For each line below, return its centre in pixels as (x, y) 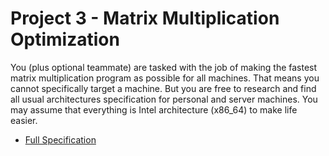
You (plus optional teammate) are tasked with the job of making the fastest (164, 67)
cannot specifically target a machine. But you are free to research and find (163, 88)
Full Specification (60, 139)
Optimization (65, 39)
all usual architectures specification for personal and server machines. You (164, 99)
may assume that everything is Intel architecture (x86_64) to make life (154, 109)
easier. (24, 120)
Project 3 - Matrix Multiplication (145, 18)
